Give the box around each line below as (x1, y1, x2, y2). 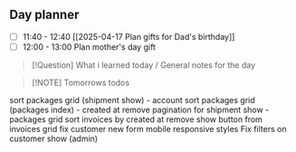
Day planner (9, 7, 80, 23)
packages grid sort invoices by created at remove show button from (9, 113, 263, 125)
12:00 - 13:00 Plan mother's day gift (22, 41, 157, 52)
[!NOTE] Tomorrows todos (31, 77, 129, 88)
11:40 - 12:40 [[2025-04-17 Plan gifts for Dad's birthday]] (22, 31, 235, 42)
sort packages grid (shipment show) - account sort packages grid (9, 94, 255, 105)
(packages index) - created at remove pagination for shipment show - (9, 104, 270, 115)
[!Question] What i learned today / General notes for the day (31, 59, 256, 71)
